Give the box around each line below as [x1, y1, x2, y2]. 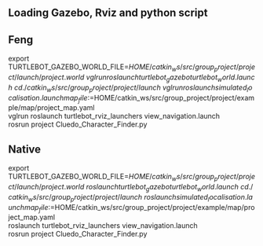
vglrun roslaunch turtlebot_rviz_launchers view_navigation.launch [8, 112, 221, 121]
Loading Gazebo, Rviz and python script [8, 6, 208, 20]
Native [8, 142, 42, 156]
